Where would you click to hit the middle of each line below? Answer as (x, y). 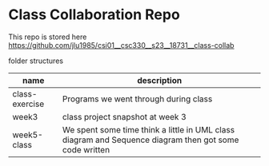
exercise (28, 104)
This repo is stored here (48, 37)
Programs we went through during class (137, 99)
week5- (28, 135)
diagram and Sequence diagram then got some (151, 140)
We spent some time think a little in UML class (148, 129)
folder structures (36, 61)
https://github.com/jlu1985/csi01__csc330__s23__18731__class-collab (121, 45)
